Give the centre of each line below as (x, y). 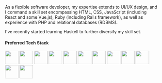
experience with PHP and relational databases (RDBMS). (61, 22)
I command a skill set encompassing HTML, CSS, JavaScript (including (76, 12)
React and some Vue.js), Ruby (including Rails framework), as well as (74, 17)
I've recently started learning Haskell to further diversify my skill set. (73, 32)
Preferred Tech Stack (27, 42)
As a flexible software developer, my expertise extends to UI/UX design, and (81, 7)
